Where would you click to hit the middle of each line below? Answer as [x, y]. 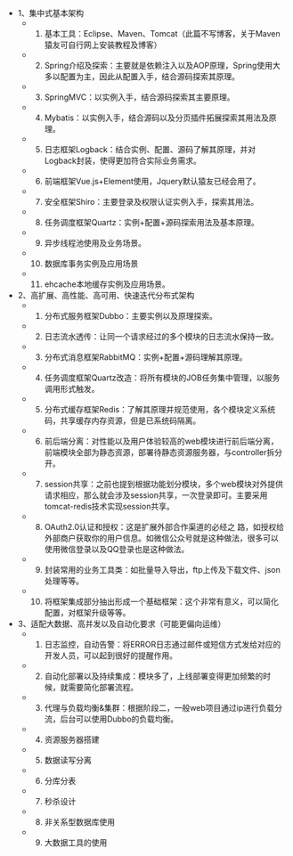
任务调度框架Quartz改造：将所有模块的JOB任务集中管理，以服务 [162, 378]
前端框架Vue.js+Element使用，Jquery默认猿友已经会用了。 [152, 181]
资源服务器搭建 [72, 739]
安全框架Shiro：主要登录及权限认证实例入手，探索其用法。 [151, 202]
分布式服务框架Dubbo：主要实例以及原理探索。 [131, 316]
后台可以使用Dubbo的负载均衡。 [119, 719]
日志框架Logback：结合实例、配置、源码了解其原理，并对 [150, 149]
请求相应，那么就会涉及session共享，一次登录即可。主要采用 [156, 495]
